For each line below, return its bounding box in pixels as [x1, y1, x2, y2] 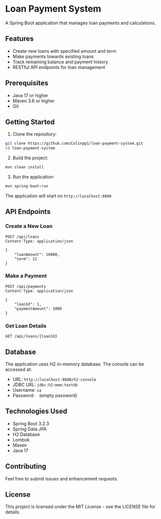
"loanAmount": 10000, [14, 252, 60, 257]
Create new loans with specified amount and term [12, 48, 117, 54]
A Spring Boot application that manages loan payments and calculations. [5, 20, 156, 26]
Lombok [12, 436, 30, 442]
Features [5, 34, 34, 43]
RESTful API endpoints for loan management [12, 64, 105, 70]
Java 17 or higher [12, 92, 49, 98]
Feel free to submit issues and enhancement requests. [5, 475, 119, 481]
